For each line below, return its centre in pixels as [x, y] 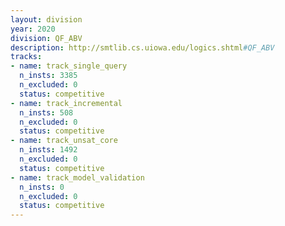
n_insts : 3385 [48, 76]
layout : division [46, 19]
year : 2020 [33, 29]
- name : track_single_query [69, 66]
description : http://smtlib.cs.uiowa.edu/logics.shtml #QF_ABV [142, 47]
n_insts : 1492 [48, 150]
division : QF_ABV [46, 38]
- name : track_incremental [66, 103]
